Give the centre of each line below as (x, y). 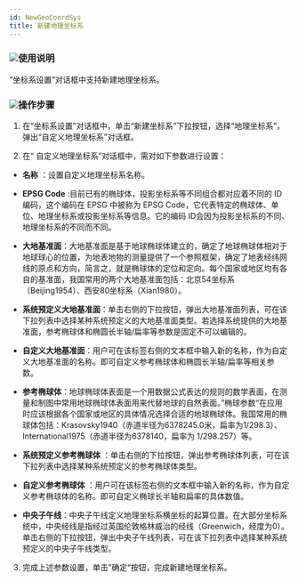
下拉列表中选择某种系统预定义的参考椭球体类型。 (112, 466)
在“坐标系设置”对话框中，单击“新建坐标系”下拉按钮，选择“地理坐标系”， (153, 126)
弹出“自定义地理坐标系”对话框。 (81, 137)
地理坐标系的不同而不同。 (69, 227)
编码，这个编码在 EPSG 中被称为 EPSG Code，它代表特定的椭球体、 (146, 205)
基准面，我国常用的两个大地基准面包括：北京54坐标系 (137, 279)
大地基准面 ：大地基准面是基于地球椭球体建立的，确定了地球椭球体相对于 (154, 246)
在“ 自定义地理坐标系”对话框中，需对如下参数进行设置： (124, 156)
